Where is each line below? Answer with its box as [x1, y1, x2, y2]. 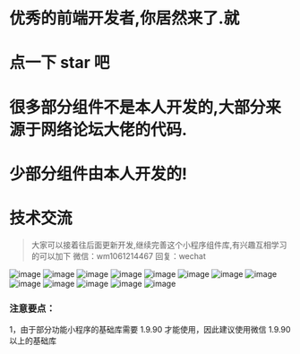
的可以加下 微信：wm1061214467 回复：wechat [30, 250, 206, 261]
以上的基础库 [9, 335, 56, 346]
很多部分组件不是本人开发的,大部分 [9, 97, 266, 117]
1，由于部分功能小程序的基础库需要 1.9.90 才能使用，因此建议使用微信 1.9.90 [9, 324, 291, 334]
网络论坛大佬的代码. [40, 119, 188, 140]
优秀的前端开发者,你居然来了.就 [9, 8, 240, 29]
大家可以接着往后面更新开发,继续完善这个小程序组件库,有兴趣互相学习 [30, 239, 287, 250]
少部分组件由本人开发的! [9, 163, 188, 184]
